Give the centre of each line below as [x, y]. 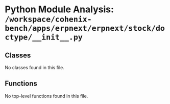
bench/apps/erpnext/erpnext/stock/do [85, 28]
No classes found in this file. [34, 67]
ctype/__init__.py [44, 37]
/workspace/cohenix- [48, 19]
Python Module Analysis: [59, 9]
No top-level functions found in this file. [46, 96]
